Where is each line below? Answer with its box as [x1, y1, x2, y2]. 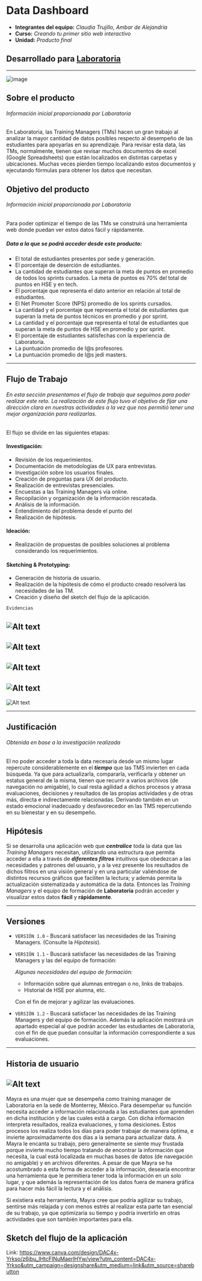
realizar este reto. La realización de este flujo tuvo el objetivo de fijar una [6, 397, 188, 404]
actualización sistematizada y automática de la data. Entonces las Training [6, 880, 191, 888]
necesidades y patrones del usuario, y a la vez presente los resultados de [6, 861, 189, 868]
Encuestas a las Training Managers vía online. [14, 488, 129, 495]
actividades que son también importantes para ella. [6, 1215, 133, 1223]
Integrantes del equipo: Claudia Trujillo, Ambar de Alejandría [14, 23, 168, 31]
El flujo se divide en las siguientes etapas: [6, 429, 110, 436]
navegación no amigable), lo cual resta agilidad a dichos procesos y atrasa [6, 783, 191, 790]
